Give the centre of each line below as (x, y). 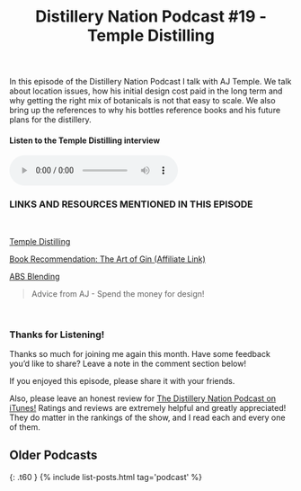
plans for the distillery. (50, 120)
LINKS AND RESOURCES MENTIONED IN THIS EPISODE (131, 204)
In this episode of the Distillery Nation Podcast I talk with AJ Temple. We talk (150, 82)
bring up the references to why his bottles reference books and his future (145, 111)
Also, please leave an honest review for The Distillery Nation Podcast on (143, 398)
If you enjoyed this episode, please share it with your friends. (122, 380)
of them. (25, 427)
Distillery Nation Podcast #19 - (151, 17)
